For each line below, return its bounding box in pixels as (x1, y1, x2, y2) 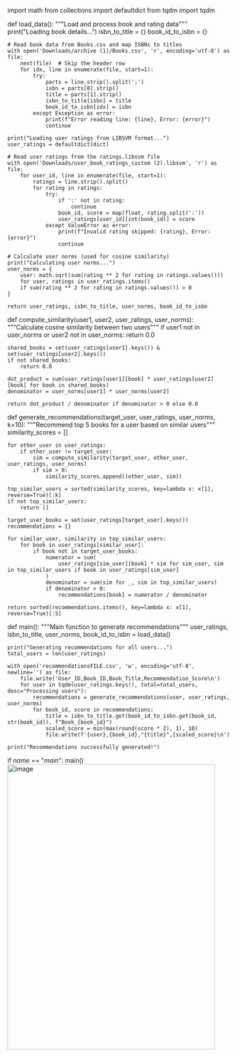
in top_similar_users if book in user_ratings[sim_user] (7, 566, 180, 573)
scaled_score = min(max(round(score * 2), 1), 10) (45, 725, 199, 732)
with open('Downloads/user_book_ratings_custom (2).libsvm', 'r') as (7, 160, 218, 167)
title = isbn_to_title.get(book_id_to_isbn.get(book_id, (45, 712, 218, 719)
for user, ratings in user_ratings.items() (20, 278, 151, 285)
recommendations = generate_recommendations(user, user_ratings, (33, 694, 231, 701)
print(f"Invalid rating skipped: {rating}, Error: (57, 228, 211, 235)
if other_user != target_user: (20, 448, 113, 455)
